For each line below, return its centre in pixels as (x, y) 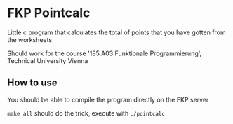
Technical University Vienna (48, 60)
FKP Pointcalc (49, 13)
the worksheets (30, 39)
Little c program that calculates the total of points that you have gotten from (116, 32)
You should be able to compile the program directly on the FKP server (108, 99)
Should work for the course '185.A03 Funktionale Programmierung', (105, 53)
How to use (32, 83)
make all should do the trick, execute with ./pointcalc (86, 113)
